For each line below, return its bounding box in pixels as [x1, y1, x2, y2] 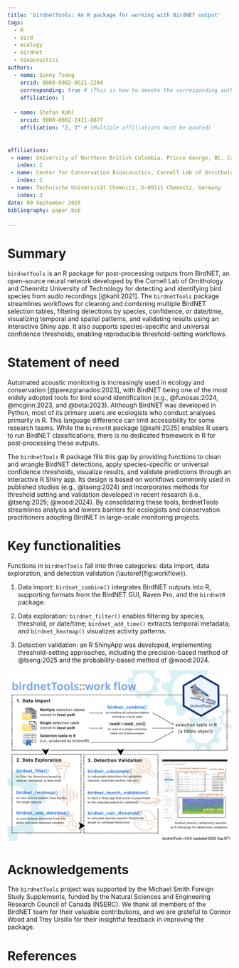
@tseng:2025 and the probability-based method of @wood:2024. [17, 656, 210, 665]
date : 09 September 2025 [7, 199, 81, 206]
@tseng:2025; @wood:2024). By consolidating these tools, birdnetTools [7, 498, 219, 507]
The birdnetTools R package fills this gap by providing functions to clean [7, 453, 222, 461]
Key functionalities [7, 538, 122, 554]
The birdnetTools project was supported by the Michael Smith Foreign [7, 885, 214, 893]
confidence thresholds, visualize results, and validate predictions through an [7, 468, 231, 476]
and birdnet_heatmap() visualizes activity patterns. [17, 627, 167, 636]
